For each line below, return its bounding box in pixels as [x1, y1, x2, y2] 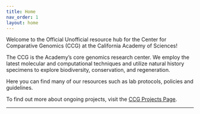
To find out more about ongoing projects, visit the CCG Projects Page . [6, 96, 177, 103]
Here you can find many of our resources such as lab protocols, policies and [6, 78, 193, 85]
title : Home [6, 8, 36, 15]
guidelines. [6, 84, 33, 91]
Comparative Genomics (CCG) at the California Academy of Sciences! [6, 42, 178, 49]
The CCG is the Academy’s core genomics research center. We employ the [6, 54, 189, 61]
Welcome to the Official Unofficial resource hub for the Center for [6, 36, 167, 43]
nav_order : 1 [6, 14, 39, 20]
